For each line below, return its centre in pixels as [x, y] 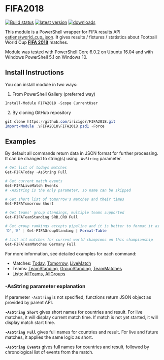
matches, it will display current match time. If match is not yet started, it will [82, 317]
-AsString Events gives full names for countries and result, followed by [77, 347]
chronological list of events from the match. [49, 352]
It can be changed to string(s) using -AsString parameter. [64, 159]
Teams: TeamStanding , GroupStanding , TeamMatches [67, 268]
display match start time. [30, 322]
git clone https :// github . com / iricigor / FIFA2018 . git [60, 121]
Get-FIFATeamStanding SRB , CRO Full [42, 217]
